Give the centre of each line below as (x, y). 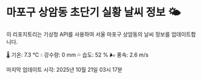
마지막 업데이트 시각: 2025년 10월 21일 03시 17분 (64, 69)
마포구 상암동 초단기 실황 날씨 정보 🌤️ (93, 12)
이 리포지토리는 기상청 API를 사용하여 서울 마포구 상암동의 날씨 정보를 (88, 34)
